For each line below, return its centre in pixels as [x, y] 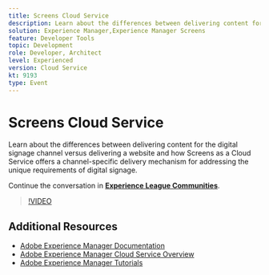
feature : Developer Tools [51, 38]
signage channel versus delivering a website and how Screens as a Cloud [130, 153]
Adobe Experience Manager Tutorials [81, 263]
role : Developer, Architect [55, 53]
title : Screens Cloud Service [59, 16]
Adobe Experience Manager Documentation [92, 246]
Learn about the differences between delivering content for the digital [123, 144]
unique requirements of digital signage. [73, 170]
